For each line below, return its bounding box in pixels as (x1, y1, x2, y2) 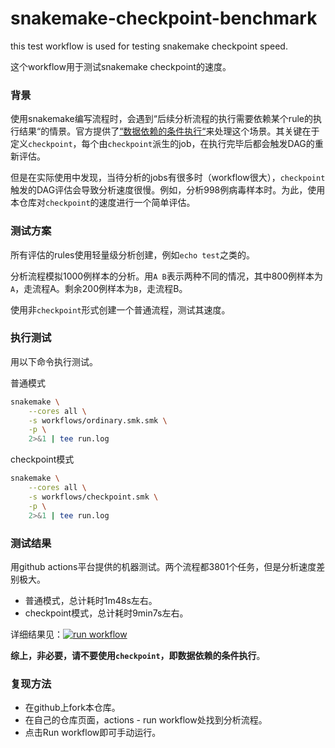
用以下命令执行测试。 (10, 355, 98, 367)
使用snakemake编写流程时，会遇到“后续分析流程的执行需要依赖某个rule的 (10, 113, 313, 125)
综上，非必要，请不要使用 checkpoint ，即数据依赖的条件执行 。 (10, 649, 266, 661)
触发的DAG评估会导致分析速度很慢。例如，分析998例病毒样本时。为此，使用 (10, 184, 326, 196)
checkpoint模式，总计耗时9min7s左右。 (24, 607, 189, 619)
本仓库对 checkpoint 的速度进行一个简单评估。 (10, 197, 196, 209)
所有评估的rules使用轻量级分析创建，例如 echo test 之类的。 (10, 248, 255, 261)
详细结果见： (10, 628, 63, 640)
